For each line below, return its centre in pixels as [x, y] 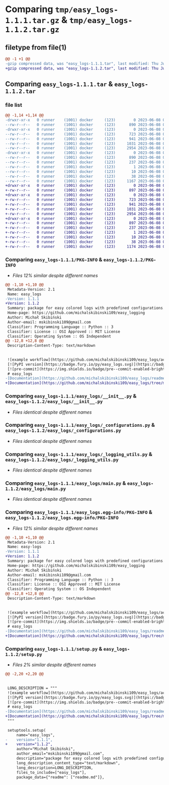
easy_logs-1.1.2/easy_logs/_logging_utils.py [62, 460]
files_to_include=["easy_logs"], [51, 772]
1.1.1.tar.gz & [36, 20]
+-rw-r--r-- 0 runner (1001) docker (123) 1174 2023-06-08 [83, 246]
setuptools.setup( [27, 730]
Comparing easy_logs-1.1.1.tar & [59, 84]
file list [14, 105]
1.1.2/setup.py [24, 654]
